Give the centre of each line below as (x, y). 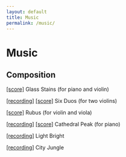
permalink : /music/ (31, 23)
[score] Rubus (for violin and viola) (49, 112)
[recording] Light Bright (35, 136)
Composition (31, 75)
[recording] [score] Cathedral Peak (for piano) (63, 125)
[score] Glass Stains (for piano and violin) (58, 89)
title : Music (23, 17)
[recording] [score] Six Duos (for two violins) (62, 101)
